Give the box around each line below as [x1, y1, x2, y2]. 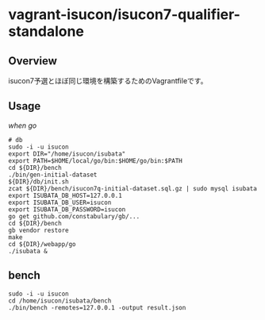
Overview [8, 54, 58, 67]
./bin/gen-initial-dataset [8, 171, 98, 179]
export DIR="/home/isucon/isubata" [8, 149, 126, 158]
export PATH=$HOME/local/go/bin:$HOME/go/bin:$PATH [8, 156, 182, 164]
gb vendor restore [8, 226, 69, 234]
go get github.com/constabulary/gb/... [8, 212, 140, 220]
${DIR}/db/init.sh [8, 177, 69, 186]
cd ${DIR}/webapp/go [8, 240, 77, 248]
